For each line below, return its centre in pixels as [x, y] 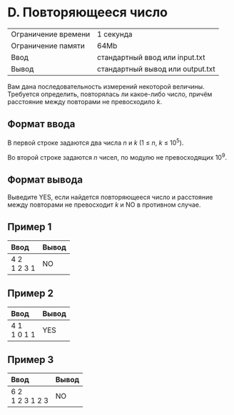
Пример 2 [31, 293]
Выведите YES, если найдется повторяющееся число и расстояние [110, 197]
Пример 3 [31, 360]
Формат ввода [41, 124]
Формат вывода [45, 180]
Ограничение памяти [48, 46]
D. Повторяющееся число [87, 12]
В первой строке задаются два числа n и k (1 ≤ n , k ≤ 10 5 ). [96, 142]
